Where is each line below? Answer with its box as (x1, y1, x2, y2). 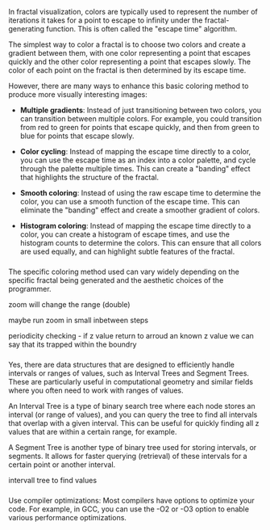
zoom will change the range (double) (8, 299, 131, 309)
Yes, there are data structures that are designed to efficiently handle (8, 360, 235, 369)
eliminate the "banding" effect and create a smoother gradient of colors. (19, 205, 260, 215)
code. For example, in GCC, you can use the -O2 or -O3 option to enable (8, 504, 250, 514)
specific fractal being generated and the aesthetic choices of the (8, 275, 224, 285)
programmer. (8, 284, 52, 293)
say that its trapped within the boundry (8, 339, 137, 349)
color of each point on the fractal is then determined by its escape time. (8, 65, 247, 75)
